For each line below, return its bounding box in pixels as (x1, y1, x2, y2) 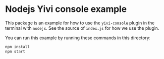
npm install (5, 44, 30, 49)
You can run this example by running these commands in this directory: (5, 35, 151, 41)
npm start (5, 49, 26, 54)
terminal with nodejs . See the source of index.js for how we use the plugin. (5, 25, 160, 31)
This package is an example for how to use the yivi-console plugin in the (5, 20, 155, 26)
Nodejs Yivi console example (5, 3, 127, 15)
